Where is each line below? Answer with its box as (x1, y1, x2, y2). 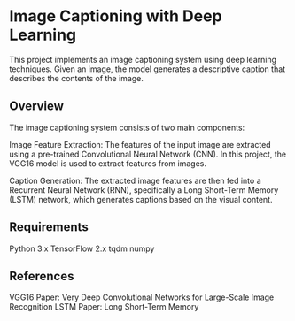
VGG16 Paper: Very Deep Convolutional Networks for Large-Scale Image (9, 292, 275, 302)
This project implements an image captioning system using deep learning (9, 54, 277, 65)
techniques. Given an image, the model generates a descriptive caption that (9, 64, 286, 74)
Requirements (9, 219, 89, 235)
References (9, 268, 74, 284)
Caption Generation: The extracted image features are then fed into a (9, 175, 261, 186)
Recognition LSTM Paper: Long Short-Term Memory (9, 302, 199, 312)
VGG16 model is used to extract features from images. (9, 157, 206, 169)
